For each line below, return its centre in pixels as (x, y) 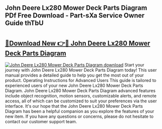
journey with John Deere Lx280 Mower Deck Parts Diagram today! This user (81, 70)
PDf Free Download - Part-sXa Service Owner (75, 16)
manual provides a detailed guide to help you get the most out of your (74, 75)
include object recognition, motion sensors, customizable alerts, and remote (81, 96)
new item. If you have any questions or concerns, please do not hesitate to (79, 116)
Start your (134, 65)
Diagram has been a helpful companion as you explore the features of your (80, 111)
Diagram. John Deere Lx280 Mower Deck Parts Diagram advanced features (80, 91)
